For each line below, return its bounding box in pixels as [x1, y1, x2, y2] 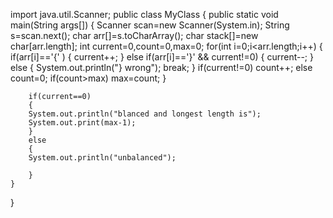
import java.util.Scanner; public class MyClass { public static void [10, 9, 279, 20]
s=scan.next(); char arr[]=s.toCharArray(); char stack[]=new [10, 30, 259, 41]
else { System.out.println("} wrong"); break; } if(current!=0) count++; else [10, 62, 313, 73]
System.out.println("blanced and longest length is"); [28, 109, 262, 119]
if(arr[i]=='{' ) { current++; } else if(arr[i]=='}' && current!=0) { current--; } [10, 51, 314, 63]
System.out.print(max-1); [28, 118, 137, 128]
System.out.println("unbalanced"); [28, 153, 177, 163]
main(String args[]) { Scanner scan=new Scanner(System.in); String [10, 19, 290, 31]
